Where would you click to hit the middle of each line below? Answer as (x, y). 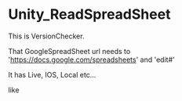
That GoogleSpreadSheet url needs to (69, 51)
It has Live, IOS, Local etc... (52, 74)
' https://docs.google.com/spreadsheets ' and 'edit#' (91, 60)
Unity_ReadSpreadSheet (89, 14)
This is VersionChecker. (46, 36)
